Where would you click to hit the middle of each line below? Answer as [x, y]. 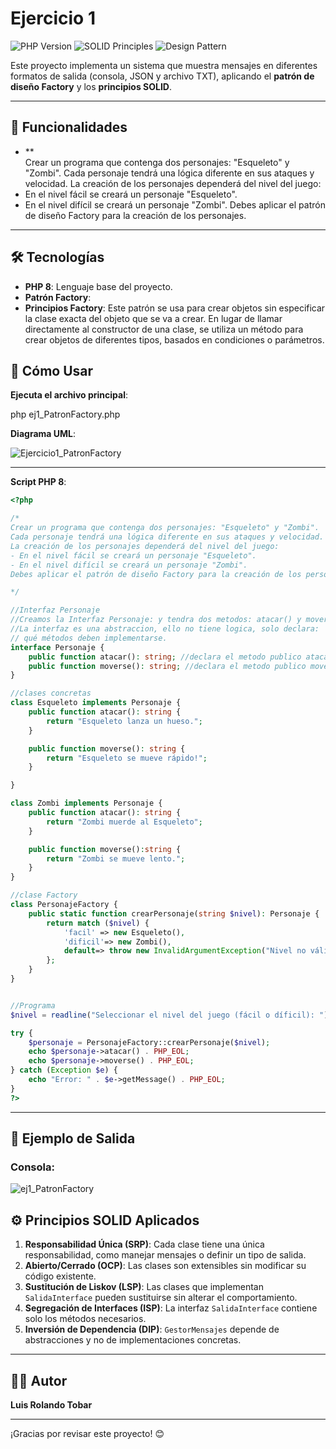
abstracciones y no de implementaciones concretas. [133, 1340]
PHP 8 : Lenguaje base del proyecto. [98, 286]
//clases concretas [51, 693]
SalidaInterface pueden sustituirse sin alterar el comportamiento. [161, 1298]
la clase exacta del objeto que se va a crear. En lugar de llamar [153, 318]
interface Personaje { [57, 647]
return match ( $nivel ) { [98, 923]
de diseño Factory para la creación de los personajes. [135, 215]
